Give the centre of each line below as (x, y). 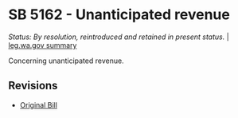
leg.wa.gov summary (43, 45)
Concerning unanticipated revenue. (66, 61)
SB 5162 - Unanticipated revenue (119, 15)
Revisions (33, 86)
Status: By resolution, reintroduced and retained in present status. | (119, 37)
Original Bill (39, 104)
